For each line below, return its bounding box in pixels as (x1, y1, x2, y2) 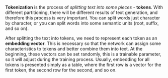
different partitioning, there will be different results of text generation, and (5, 9, 158, 15)
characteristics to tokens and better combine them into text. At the (5, 46, 143, 51)
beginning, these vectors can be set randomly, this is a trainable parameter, (5, 51, 161, 57)
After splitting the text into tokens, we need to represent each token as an (5, 35, 157, 41)
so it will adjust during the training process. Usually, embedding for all (5, 56, 150, 62)
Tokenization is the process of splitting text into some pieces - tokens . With (5, 4, 163, 10)
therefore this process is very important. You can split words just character (5, 15, 160, 20)
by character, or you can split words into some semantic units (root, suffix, (5, 20, 159, 26)
